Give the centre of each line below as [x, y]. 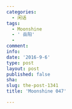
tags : [13, 23]
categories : [21, 12]
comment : [17, 46]
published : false [28, 74]
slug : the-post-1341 [33, 86]
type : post [20, 63]
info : [13, 52]
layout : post [23, 69]
